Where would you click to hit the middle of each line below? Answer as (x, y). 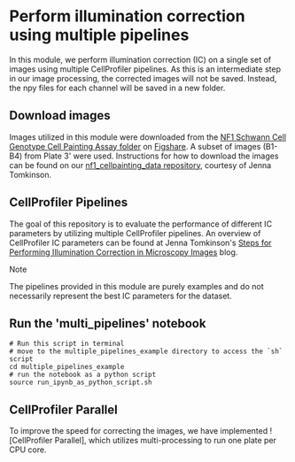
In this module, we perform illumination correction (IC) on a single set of (140, 59)
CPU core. (28, 450)
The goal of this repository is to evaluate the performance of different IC (141, 224)
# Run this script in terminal (67, 344)
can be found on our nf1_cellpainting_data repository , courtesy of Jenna (140, 165)
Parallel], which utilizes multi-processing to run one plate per (166, 441)
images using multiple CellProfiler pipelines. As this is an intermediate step (145, 69)
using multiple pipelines (99, 35)
